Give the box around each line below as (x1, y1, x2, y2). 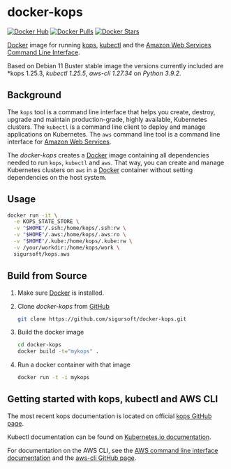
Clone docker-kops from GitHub (17, 302, 110, 310)
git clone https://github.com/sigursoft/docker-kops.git (17, 315, 187, 323)
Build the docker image (17, 328, 84, 337)
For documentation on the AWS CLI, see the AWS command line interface (7, 446, 218, 454)
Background (7, 89, 61, 101)
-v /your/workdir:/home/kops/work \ (13, 244, 120, 251)
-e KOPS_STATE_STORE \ (13, 218, 80, 225)
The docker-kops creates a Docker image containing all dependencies (7, 151, 209, 159)
